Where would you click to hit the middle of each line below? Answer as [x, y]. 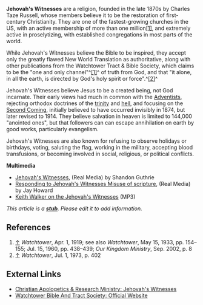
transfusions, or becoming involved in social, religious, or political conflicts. [100, 154]
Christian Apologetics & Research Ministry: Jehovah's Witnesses [96, 289]
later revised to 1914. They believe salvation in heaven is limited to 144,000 [99, 116]
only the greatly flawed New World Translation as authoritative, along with [98, 59]
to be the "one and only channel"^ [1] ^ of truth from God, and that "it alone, [99, 72]
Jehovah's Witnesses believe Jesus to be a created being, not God [90, 90]
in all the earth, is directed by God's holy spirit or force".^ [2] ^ [82, 79]
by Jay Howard [34, 190]
